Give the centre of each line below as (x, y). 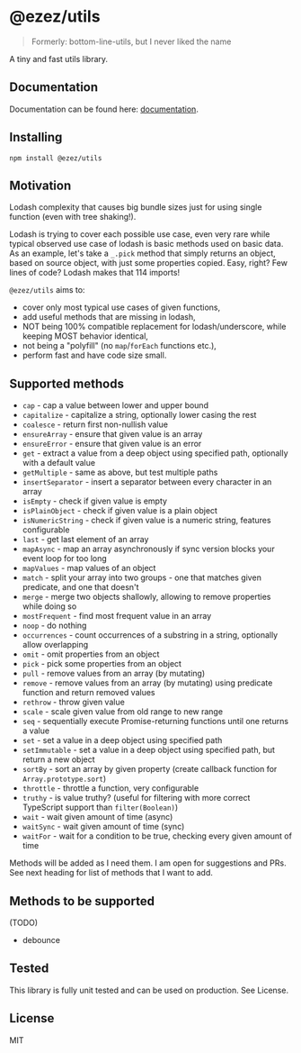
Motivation (40, 185)
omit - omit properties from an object (91, 654)
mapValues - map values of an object (89, 568)
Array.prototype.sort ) (64, 779)
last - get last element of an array (85, 540)
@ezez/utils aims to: (47, 290)
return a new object (59, 759)
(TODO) (24, 922)
